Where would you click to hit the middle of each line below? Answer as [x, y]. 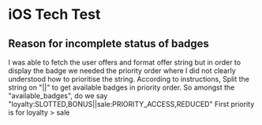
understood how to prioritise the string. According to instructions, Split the [129, 79]
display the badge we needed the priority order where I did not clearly [122, 71]
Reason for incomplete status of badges [109, 44]
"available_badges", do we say [58, 96]
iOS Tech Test [54, 15]
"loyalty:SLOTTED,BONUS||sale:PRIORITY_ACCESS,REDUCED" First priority [131, 104]
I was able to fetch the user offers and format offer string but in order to [125, 62]
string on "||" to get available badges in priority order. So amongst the [122, 87]
